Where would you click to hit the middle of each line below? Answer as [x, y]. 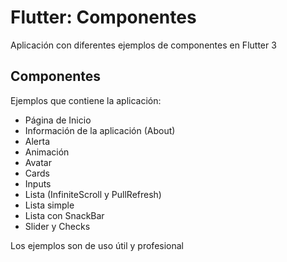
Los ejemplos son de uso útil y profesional [97, 245]
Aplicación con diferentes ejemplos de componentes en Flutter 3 [143, 45]
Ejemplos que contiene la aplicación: [86, 100]
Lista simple [49, 205]
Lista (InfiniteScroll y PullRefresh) [93, 194]
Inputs [38, 183]
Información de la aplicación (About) [100, 130]
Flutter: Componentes [103, 17]
